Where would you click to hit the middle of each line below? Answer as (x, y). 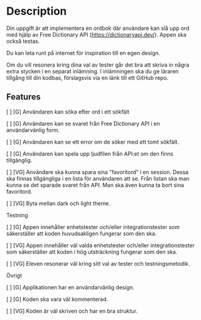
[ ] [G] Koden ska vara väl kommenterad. (57, 299)
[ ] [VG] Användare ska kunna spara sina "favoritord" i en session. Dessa (97, 172)
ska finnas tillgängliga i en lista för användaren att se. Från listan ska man (98, 178)
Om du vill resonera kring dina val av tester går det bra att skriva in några (98, 65)
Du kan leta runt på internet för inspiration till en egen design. (83, 53)
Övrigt (14, 275)
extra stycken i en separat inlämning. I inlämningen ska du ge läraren (93, 71)
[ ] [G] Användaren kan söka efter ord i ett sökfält (68, 112)
